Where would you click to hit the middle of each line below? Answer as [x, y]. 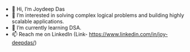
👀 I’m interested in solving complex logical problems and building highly [98, 15]
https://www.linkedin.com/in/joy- [128, 34]
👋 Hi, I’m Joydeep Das [38, 9]
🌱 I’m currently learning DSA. [46, 27]
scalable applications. [38, 21]
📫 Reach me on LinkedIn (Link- [49, 34]
